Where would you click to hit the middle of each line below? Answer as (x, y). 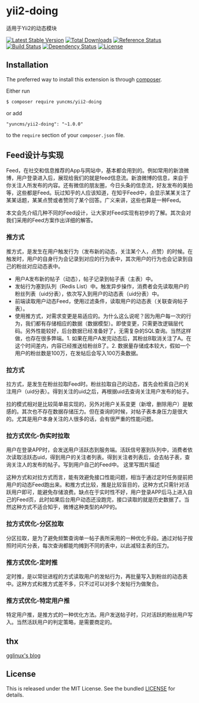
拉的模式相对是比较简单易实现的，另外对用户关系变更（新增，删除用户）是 (97, 404)
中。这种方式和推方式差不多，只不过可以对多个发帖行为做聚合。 (84, 584)
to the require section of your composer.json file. (66, 135)
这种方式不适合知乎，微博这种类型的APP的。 (65, 507)
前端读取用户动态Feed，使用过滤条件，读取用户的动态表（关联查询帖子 (101, 301)
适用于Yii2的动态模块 (32, 28)
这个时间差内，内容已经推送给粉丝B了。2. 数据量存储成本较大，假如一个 (102, 345)
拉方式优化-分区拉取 (35, 524)
